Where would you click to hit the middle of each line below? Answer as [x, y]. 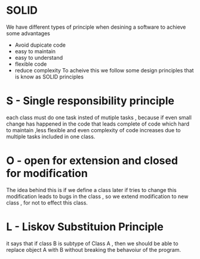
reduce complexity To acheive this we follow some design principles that [104, 70]
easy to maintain [35, 51]
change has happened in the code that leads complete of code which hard [98, 124]
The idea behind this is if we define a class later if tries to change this [92, 190]
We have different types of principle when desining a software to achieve [96, 27]
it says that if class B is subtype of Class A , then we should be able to [92, 243]
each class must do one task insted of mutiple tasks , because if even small [99, 117]
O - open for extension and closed [92, 161]
